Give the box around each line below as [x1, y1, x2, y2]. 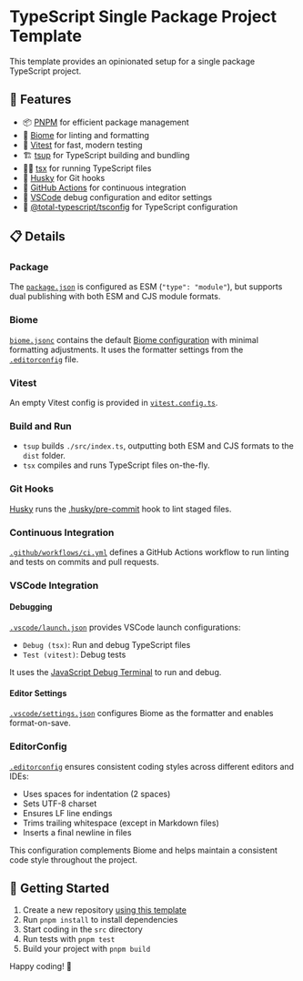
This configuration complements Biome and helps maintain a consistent [9, 844, 278, 855]
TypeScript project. [9, 66, 82, 76]
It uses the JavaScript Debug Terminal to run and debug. [9, 667, 222, 678]
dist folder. [22, 450, 66, 461]
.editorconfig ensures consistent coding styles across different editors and [9, 761, 294, 772]
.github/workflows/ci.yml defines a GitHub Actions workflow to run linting [9, 546, 289, 557]
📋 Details [9, 229, 66, 245]
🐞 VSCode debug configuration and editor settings [22, 191, 212, 202]
